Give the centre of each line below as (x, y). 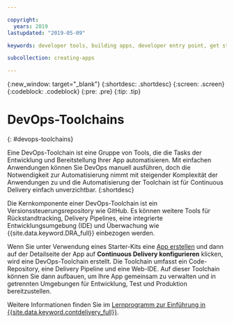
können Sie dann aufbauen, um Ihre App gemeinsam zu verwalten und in (111, 276)
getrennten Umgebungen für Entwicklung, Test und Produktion (97, 284)
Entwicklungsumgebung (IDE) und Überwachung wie (83, 226)
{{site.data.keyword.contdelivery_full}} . (63, 313)
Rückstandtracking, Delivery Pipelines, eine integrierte (85, 218)
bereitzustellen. (30, 292)
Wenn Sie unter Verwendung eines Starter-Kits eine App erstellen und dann (116, 247)
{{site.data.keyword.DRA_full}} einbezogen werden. (81, 233)
